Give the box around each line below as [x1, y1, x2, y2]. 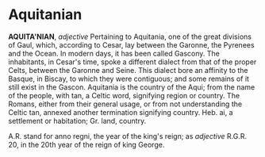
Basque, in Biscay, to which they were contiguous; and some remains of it [8, 74, 250, 83]
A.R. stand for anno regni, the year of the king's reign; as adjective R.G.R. [8, 131, 248, 140]
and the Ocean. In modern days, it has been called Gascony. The [8, 48, 221, 58]
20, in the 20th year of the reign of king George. [8, 140, 165, 149]
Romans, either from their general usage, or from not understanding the [8, 99, 243, 109]
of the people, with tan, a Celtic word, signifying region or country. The [8, 90, 240, 100]
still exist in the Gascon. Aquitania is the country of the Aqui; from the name [8, 82, 255, 92]
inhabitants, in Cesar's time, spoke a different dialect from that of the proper [8, 57, 257, 67]
